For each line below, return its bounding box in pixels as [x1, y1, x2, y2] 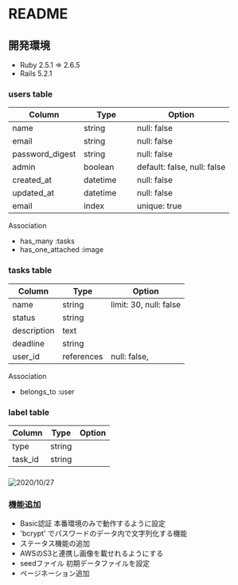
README [8, 5, 68, 23]
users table [8, 89, 53, 100]
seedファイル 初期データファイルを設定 [19, 559, 150, 568]
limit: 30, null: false [111, 298, 181, 310]
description [12, 325, 55, 336]
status [12, 312, 36, 323]
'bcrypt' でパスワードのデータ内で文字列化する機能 [19, 528, 188, 539]
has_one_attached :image [19, 245, 104, 255]
